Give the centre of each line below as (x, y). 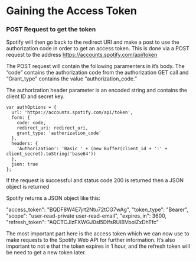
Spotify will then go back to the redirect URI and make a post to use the (93, 42)
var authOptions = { (32, 108)
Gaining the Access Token (71, 11)
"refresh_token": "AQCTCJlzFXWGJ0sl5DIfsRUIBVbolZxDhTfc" (83, 222)
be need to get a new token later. (46, 253)
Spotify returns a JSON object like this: (53, 198)
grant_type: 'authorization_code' (59, 133)
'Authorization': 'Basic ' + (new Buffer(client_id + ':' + (92, 149)
